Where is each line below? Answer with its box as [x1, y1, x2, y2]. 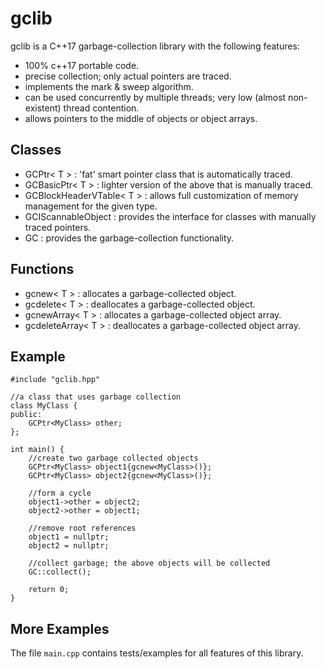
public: [10, 410, 43, 420]
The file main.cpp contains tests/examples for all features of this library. [10, 647, 304, 659]
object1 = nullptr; [28, 532, 110, 542]
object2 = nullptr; [28, 541, 110, 551]
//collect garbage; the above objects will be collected [28, 558, 271, 569]
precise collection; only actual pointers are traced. [24, 70, 232, 82]
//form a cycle [28, 488, 92, 499]
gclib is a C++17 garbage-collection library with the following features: [10, 40, 300, 52]
